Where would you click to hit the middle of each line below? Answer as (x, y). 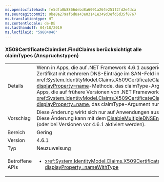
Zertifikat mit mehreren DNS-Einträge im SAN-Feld (95, 74)
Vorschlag (19, 118)
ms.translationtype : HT (29, 19)
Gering (44, 133)
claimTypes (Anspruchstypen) (42, 55)
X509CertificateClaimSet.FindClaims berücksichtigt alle (73, 49)
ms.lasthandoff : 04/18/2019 (34, 28)
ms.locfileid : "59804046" (31, 32)
